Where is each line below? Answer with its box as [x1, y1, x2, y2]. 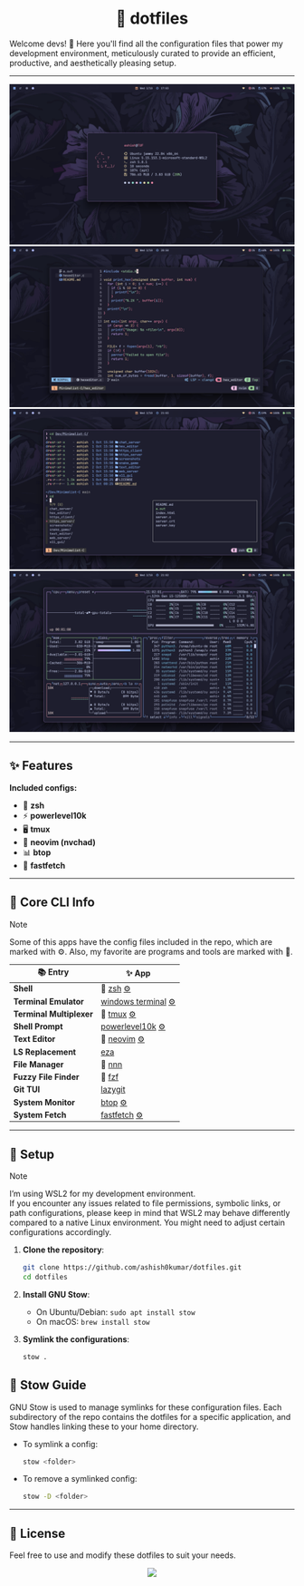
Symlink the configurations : [22, 1333, 129, 1345]
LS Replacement [13, 1046, 77, 1057]
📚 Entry [37, 967, 70, 978]
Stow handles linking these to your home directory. [9, 1421, 199, 1432]
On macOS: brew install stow [35, 1316, 150, 1327]
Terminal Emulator [13, 996, 84, 1007]
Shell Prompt [13, 1021, 63, 1032]
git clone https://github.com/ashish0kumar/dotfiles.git [22, 1263, 242, 1272]
